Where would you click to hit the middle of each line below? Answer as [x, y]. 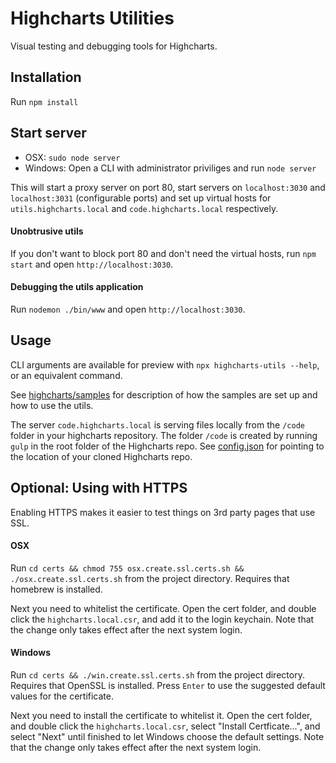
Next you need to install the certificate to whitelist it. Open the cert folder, [161, 715]
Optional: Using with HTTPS [99, 488]
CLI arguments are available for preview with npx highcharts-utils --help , [165, 364]
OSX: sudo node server [72, 157]
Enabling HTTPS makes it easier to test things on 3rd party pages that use [163, 512]
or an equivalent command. [66, 375]
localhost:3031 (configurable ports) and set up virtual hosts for [141, 198]
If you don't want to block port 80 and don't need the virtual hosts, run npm [163, 253]
